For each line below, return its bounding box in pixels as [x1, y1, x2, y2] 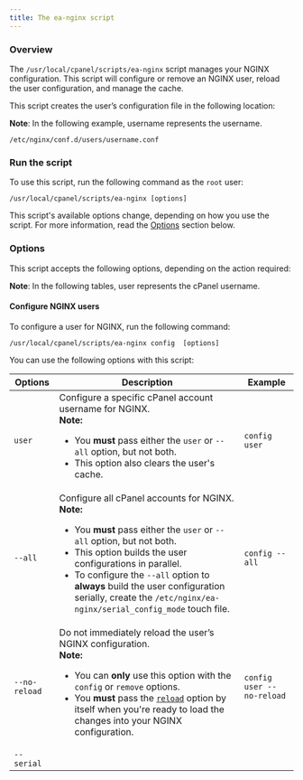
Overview [9, 42, 53, 55]
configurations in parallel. [74, 557, 182, 569]
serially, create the [74, 591, 153, 604]
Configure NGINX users [9, 301, 100, 312]
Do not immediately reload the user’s [59, 625, 215, 638]
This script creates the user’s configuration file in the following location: [9, 100, 276, 111]
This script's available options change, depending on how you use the [9, 210, 270, 221]
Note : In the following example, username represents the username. [9, 117, 263, 128]
